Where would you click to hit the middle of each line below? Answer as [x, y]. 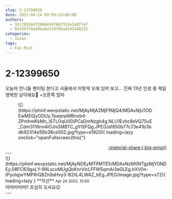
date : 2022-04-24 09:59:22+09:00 [41, 15]
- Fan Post [21, 48]
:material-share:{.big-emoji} [137, 147]
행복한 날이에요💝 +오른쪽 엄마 [35, 95]
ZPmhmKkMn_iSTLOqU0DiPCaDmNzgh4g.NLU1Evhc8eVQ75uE [85, 121]
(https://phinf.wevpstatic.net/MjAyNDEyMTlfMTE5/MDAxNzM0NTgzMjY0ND [86, 164]
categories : [18, 34]
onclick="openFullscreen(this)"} [52, 137]
